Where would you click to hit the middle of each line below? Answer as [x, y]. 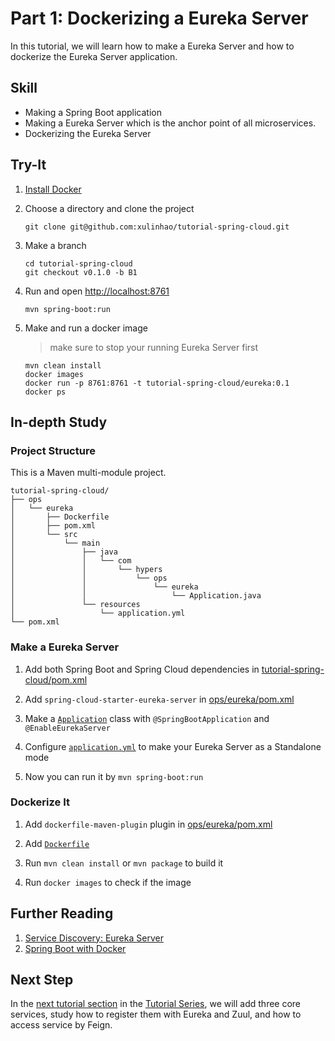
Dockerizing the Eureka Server [88, 133]
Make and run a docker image [86, 328]
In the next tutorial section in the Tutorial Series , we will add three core [156, 1004]
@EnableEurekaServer [67, 728]
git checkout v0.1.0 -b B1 [81, 272]
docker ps [45, 392]
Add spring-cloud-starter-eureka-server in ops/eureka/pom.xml [159, 699]
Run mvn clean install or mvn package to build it [124, 863]
